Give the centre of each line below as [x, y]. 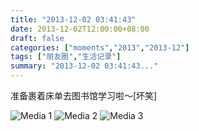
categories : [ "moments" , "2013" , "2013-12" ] [100, 47]
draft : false [37, 38]
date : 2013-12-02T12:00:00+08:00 [80, 29]
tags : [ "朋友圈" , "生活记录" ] [66, 57]
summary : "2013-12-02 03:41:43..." [84, 66]
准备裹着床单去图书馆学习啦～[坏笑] [84, 95]
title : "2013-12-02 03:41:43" [73, 19]
